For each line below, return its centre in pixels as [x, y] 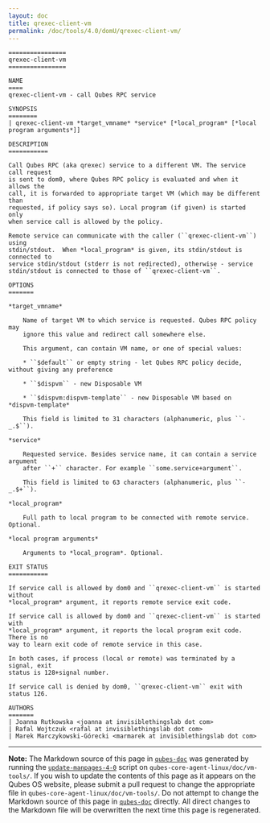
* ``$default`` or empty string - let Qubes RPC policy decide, [133, 363]
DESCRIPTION [28, 145]
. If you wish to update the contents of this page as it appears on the [143, 776]
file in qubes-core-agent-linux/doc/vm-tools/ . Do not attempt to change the [134, 793]
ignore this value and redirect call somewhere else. [115, 335]
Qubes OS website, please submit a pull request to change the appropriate [132, 784]
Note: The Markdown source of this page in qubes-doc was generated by [129, 759]
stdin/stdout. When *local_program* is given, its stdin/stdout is [125, 250]
